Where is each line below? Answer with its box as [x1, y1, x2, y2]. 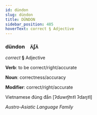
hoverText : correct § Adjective [5, 26, 74, 32]
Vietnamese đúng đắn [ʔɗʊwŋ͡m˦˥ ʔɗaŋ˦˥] [5, 94, 92, 100]
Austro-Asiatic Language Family [5, 104, 74, 110]
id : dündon [5, 7, 29, 13]
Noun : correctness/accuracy [5, 74, 66, 80]
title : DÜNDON [5, 17, 36, 22]
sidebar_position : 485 [5, 21, 54, 27]
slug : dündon [5, 12, 33, 17]
